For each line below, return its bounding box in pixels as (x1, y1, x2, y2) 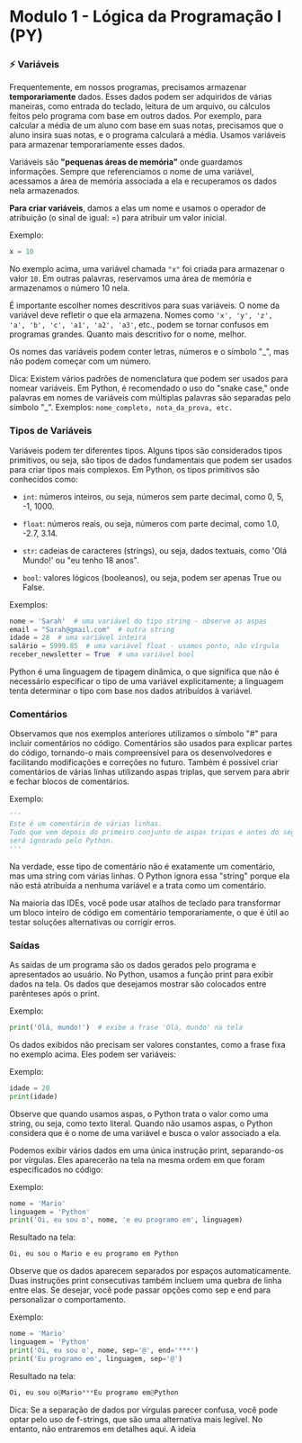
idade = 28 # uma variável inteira (9, 633, 147, 643)
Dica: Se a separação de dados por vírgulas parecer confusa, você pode (9, 1404, 279, 1415)
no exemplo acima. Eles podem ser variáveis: (9, 1049, 177, 1060)
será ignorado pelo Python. (9, 835, 115, 845)
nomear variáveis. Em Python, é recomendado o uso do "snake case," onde (9, 383, 289, 393)
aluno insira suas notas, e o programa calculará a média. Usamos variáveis (9, 130, 286, 140)
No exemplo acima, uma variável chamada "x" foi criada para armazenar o (9, 264, 285, 275)
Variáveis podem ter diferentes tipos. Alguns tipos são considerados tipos (9, 445, 283, 455)
